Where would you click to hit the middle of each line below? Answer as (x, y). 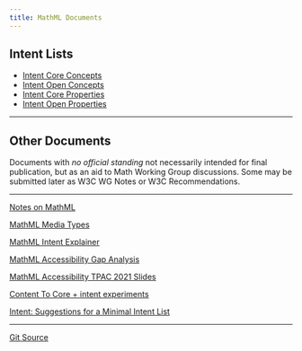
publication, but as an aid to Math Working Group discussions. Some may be (151, 172)
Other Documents (60, 140)
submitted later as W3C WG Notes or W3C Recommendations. (125, 181)
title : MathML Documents (56, 18)
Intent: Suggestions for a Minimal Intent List (90, 312)
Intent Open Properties (64, 104)
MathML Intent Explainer (55, 242)
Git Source (29, 338)
